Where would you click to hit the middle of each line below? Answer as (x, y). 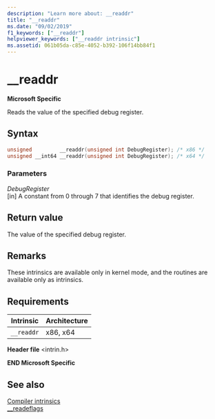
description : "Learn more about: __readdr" (71, 13)
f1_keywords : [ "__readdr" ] (46, 33)
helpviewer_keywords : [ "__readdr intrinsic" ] (73, 39)
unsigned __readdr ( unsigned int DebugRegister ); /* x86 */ (106, 150)
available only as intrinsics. (45, 280)
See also (26, 384)
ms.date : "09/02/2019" (40, 26)
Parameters (27, 174)
